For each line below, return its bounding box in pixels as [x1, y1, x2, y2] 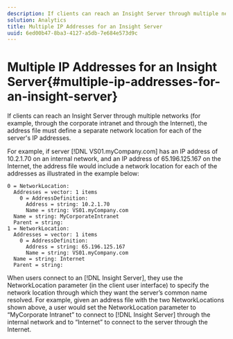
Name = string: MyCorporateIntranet [13, 213, 119, 220]
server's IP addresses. [7, 134, 71, 142]
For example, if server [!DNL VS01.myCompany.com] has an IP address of [7, 147, 218, 156]
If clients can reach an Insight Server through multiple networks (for [7, 112, 201, 120]
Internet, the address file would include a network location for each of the [7, 162, 218, 171]
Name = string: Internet [13, 256, 85, 263]
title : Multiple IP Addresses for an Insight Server [7, 23, 163, 30]
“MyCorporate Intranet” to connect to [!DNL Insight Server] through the [7, 311, 211, 319]
